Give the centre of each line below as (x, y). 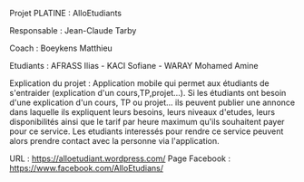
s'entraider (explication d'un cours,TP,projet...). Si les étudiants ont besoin (148, 93)
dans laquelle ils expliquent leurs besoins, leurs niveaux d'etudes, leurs (142, 112)
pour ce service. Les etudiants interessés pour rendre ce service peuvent (147, 131)
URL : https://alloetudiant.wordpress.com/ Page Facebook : (120, 158)
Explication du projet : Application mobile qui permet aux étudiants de (139, 83)
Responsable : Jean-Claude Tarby (73, 30)
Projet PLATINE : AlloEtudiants (66, 13)
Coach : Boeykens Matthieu (61, 48)
